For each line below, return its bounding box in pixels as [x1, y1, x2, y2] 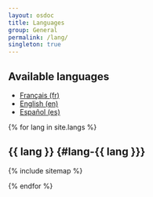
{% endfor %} [8, 181, 53, 191]
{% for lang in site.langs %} [8, 122, 97, 132]
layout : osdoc [8, 11, 55, 20]
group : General [8, 26, 58, 34]
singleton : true [8, 41, 61, 49]
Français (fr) [19, 90, 60, 100]
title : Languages [8, 19, 65, 27]
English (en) [19, 99, 59, 108]
